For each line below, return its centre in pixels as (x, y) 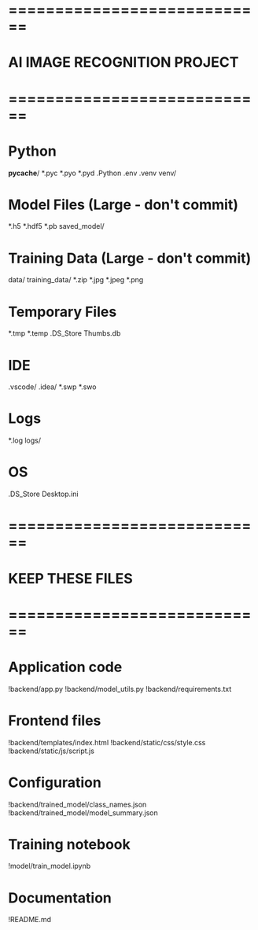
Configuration (55, 782)
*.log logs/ (25, 440)
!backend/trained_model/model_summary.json (83, 812)
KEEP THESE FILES (70, 578)
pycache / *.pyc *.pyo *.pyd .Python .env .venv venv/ (92, 173)
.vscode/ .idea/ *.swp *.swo (52, 387)
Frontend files (55, 720)
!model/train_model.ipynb (50, 866)
